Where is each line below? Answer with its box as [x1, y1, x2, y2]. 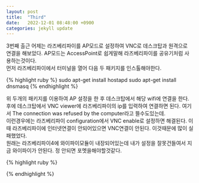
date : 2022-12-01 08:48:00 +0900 [6, 20, 94, 26]
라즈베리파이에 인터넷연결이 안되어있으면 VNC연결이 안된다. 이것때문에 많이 [12, 125, 188, 132]
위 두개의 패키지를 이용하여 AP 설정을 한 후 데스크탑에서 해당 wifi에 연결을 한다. [6, 95, 189, 102]
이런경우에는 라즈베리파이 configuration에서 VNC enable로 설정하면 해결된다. [6, 117, 187, 125]
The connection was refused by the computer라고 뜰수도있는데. [12, 110, 166, 117]
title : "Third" [6, 14, 46, 20]
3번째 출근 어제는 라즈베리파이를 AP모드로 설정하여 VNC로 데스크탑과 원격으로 [6, 42, 188, 49]
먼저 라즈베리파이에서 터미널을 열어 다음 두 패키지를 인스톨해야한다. [6, 65, 162, 72]
